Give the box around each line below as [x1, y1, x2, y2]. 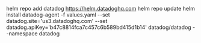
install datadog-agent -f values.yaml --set [6, 11, 110, 18]
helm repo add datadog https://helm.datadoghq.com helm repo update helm [6, 5, 196, 12]
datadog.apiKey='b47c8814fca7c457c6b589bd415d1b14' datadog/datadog [6, 24, 191, 31]
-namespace [6, 30, 38, 37]
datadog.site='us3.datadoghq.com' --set [6, 18, 108, 24]
